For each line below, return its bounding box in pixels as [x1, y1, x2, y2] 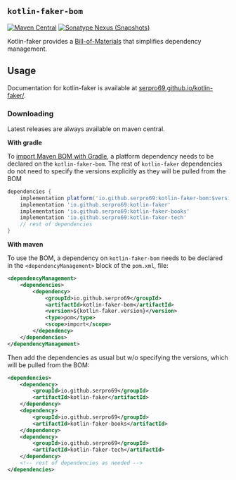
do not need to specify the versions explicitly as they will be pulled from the [7, 166, 226, 176]
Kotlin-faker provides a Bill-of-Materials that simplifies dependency [7, 37, 202, 45]
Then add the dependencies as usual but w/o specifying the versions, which [7, 353, 228, 362]
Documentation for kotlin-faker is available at [7, 83, 138, 92]
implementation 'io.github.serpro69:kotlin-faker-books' [20, 208, 190, 215]
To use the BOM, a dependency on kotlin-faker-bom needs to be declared [7, 254, 223, 262]
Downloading [7, 109, 54, 118]
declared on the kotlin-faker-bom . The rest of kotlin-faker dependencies [7, 159, 223, 168]
